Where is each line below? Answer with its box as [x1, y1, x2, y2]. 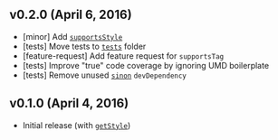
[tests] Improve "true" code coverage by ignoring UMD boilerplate [22, 60, 270, 70]
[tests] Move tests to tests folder [22, 41, 147, 51]
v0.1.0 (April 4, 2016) [9, 96, 129, 111]
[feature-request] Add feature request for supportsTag [22, 50, 225, 61]
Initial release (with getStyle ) [22, 119, 131, 130]
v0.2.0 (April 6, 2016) [9, 7, 133, 23]
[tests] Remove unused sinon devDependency [22, 70, 187, 80]
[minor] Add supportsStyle [22, 31, 123, 42]
